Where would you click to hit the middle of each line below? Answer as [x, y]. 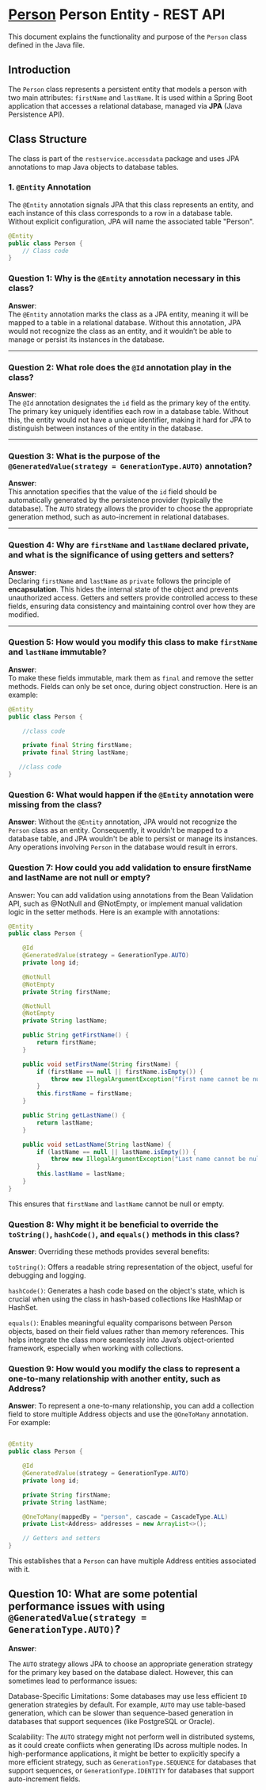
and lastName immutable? [57, 652]
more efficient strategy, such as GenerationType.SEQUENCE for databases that [132, 1761]
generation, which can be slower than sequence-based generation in [121, 1713]
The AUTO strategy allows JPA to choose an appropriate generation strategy [131, 1664]
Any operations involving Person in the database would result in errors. [123, 847]
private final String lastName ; [76, 753]
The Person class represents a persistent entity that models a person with [128, 89]
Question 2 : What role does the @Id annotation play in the [120, 367]
